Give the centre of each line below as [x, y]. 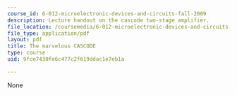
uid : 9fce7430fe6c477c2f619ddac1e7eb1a [66, 59]
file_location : [30, 27]
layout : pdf [25, 40]
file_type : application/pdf [49, 33]
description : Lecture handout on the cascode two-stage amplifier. [109, 20]
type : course [26, 53]
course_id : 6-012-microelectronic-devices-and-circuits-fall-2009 [107, 14]
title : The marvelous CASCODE [52, 46]
